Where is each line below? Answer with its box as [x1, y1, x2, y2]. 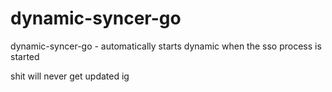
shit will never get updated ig [10, 70, 130, 82]
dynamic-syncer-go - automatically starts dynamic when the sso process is [10, 40, 322, 52]
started [10, 50, 40, 62]
